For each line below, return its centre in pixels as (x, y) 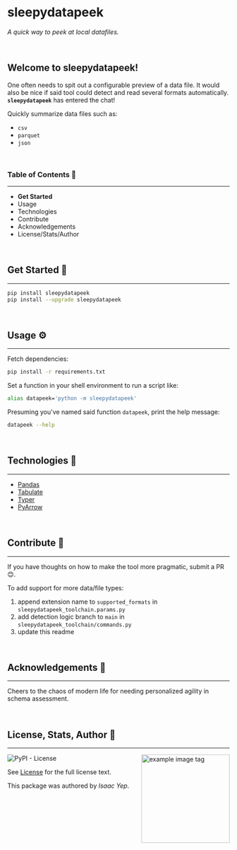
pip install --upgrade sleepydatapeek (64, 299)
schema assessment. (38, 699)
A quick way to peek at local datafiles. (63, 32)
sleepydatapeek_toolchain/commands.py (74, 625)
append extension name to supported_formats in (87, 602)
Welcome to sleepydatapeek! (73, 68)
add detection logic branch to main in (71, 616)
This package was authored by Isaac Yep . (68, 786)
